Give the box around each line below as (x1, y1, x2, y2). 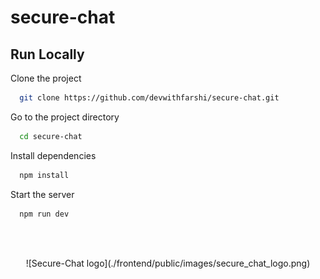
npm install (19, 170, 70, 180)
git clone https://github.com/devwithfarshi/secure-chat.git (19, 93, 280, 103)
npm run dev (19, 209, 70, 219)
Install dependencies (10, 149, 97, 161)
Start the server (10, 188, 75, 200)
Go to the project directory (10, 111, 120, 123)
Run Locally (10, 46, 85, 63)
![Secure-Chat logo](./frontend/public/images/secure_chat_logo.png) (25, 257, 311, 269)
